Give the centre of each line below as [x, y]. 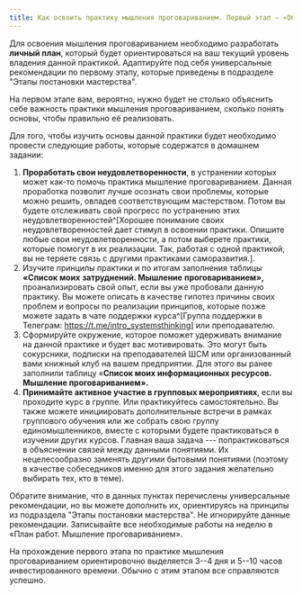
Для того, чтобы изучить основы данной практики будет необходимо [143, 135]
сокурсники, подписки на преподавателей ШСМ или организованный [157, 354]
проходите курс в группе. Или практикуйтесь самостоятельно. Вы [150, 401]
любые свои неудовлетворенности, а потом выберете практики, [147, 238]
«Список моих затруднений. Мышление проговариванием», [143, 277]
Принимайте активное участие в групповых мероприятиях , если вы [157, 391]
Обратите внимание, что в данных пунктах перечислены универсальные [150, 495]
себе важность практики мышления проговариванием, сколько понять [147, 108]
